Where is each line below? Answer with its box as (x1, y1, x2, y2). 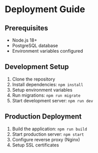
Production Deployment (5, 112, 82, 121)
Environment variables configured (12, 48, 83, 54)
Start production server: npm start (12, 131, 84, 137)
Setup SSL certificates (12, 142, 59, 148)
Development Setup (5, 62, 69, 71)
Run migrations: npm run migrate (12, 92, 81, 98)
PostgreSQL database (12, 43, 58, 49)
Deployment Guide (5, 4, 85, 15)
